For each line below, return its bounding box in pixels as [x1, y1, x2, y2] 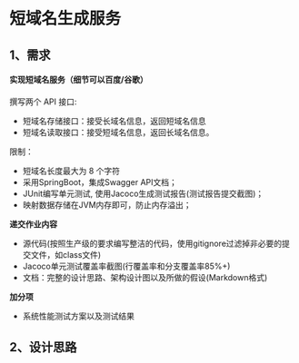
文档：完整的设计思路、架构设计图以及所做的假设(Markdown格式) [22, 271, 268, 282]
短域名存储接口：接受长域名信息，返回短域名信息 [22, 115, 206, 126]
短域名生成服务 [9, 8, 122, 29]
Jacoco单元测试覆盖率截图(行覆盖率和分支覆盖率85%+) [22, 260, 231, 271]
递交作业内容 [9, 219, 57, 230]
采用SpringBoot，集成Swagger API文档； [22, 176, 177, 187]
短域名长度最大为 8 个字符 [22, 165, 121, 176]
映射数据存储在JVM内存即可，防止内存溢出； [22, 199, 193, 210]
